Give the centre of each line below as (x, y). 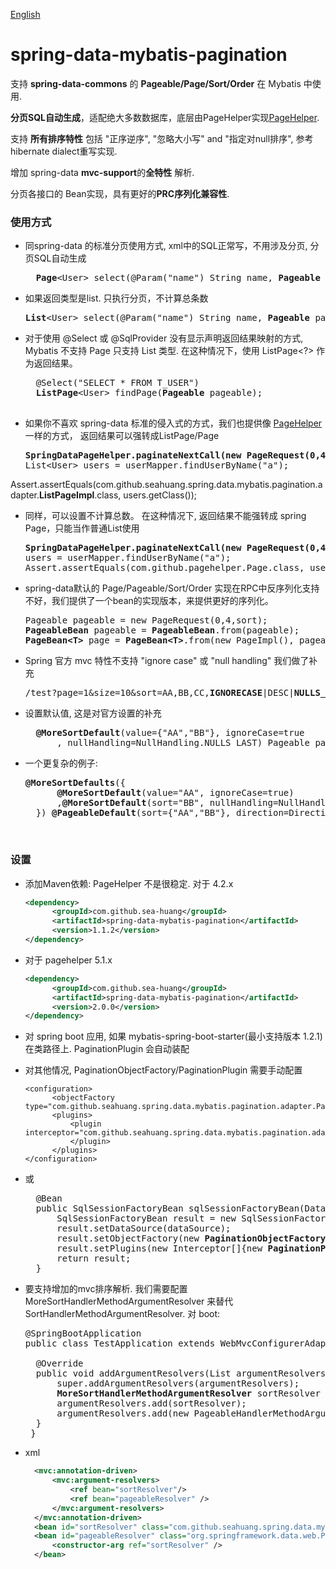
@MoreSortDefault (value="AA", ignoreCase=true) (175, 793)
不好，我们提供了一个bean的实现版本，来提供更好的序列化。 (149, 601)
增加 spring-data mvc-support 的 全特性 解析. (102, 172)
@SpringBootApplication (83, 1333)
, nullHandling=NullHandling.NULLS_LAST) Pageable (183, 743)
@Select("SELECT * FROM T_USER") (117, 383)
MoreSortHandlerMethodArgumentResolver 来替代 (129, 1301)
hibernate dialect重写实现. (64, 151)
